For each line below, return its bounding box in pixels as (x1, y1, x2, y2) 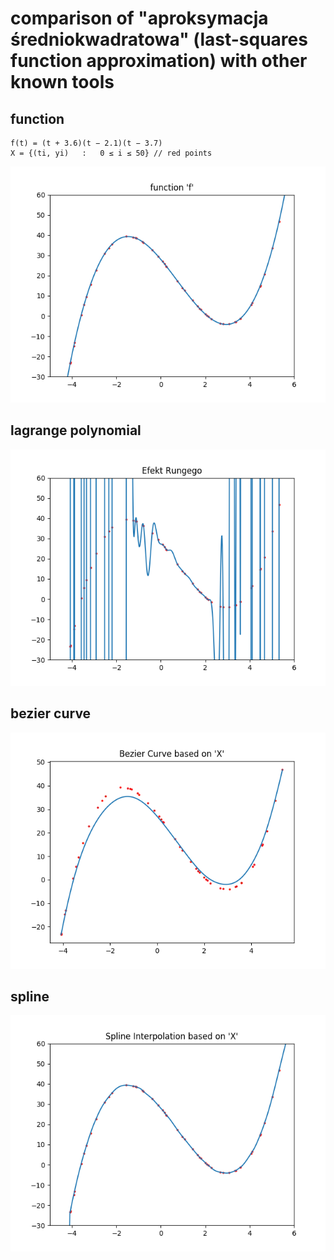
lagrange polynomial (10, 422, 142, 439)
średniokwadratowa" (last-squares (10, 28, 308, 51)
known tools (10, 71, 115, 94)
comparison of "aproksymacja (10, 7, 269, 30)
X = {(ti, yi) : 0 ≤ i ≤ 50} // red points (10, 148, 213, 158)
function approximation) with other (10, 50, 308, 72)
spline (10, 988, 50, 1006)
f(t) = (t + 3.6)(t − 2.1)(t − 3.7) (10, 138, 163, 148)
